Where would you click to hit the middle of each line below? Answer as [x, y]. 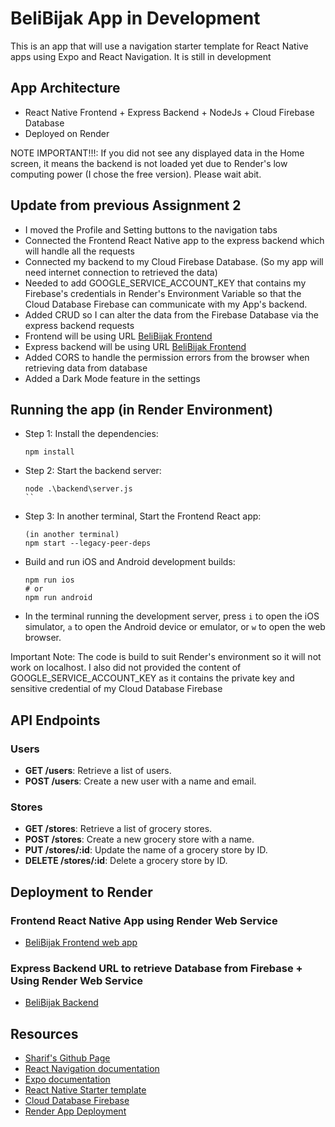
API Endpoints [55, 720]
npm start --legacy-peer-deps [88, 543]
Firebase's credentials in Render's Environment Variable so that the [163, 293]
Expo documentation [67, 1079]
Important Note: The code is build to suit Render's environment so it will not [166, 657]
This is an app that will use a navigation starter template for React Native [159, 46]
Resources [44, 1033]
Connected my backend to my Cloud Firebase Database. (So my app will [174, 261]
